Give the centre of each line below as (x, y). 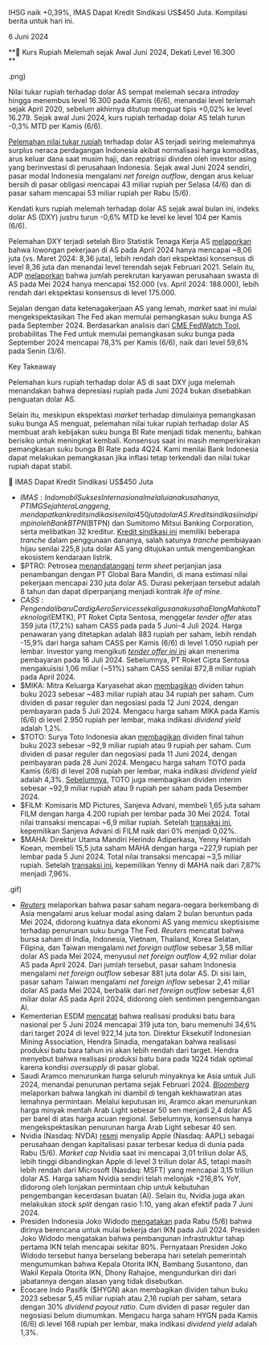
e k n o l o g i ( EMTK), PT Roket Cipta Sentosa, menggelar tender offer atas (136, 617)
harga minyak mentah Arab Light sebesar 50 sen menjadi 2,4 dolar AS (136, 1110)
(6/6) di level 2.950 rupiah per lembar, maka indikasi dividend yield (130, 720)
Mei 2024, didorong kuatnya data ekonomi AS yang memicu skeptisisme (139, 922)
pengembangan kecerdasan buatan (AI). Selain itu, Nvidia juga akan (132, 1196)
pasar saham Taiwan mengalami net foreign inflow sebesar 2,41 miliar (135, 982)
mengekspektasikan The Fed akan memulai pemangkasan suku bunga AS (130, 317)
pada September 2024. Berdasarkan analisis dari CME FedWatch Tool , (124, 325)
